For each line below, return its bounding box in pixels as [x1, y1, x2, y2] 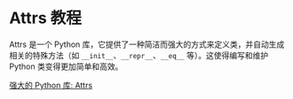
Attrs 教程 [9, 8, 83, 28]
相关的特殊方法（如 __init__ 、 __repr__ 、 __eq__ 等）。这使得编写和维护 [9, 49, 269, 60]
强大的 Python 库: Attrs [9, 80, 93, 90]
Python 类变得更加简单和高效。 [9, 61, 123, 72]
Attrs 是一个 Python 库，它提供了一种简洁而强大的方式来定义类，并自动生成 [9, 39, 285, 49]
